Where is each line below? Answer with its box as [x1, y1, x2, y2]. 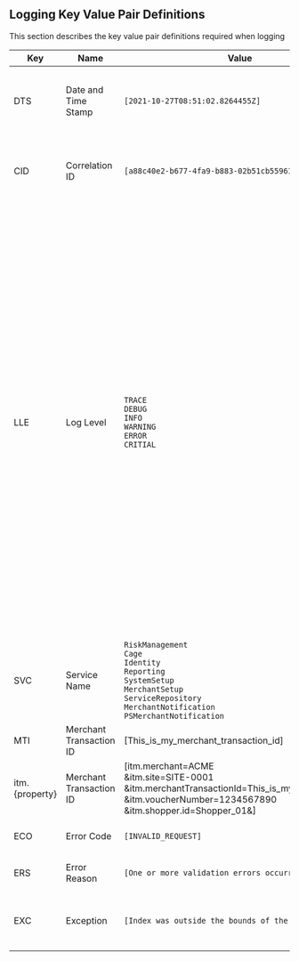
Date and [65, 84, 104, 96]
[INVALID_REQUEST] [124, 831, 202, 841]
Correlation [65, 159, 113, 172]
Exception [65, 914, 109, 926]
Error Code [65, 829, 112, 842]
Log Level [65, 416, 107, 428]
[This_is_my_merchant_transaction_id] [124, 734, 284, 747]
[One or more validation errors [124, 868, 261, 877]
